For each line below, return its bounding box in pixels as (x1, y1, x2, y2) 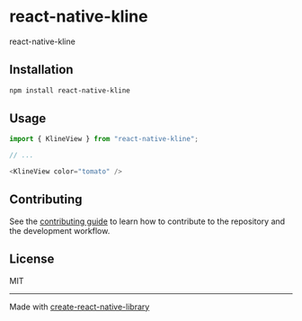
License (9, 252, 55, 267)
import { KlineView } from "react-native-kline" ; (9, 135, 200, 144)
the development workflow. (9, 225, 111, 236)
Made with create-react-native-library (9, 301, 150, 312)
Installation (9, 62, 74, 77)
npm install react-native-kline (9, 85, 130, 95)
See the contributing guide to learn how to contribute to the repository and (9, 216, 286, 227)
